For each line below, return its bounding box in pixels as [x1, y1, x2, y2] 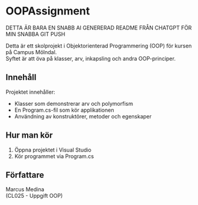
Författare [5, 170, 45, 180]
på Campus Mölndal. [5, 48, 57, 55]
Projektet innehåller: [5, 88, 55, 96]
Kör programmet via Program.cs [14, 152, 94, 160]
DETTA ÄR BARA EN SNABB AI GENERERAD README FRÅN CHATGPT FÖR [5, 24, 192, 31]
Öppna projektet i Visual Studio [14, 146, 91, 153]
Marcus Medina [5, 186, 45, 193]
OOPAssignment [5, 4, 90, 18]
